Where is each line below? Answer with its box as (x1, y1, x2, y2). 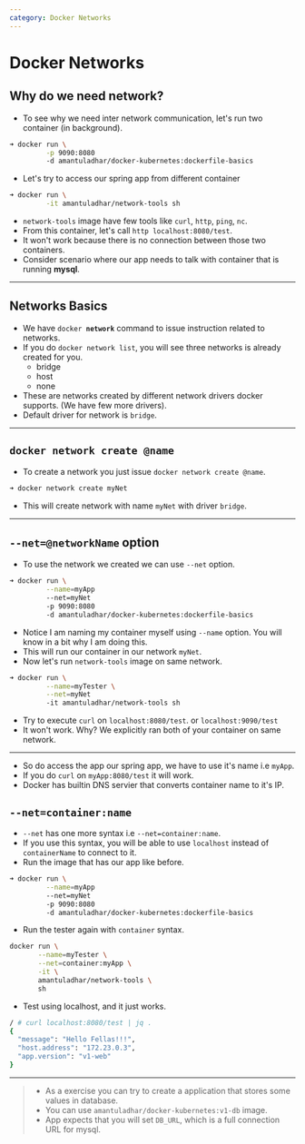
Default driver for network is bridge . (22, 409, 157, 420)
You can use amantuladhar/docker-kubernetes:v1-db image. (44, 1104, 268, 1115)
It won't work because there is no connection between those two (22, 235, 266, 245)
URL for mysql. (44, 1123, 102, 1135)
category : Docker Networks (9, 13, 112, 23)
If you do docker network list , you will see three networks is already (22, 341, 281, 352)
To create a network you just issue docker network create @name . (22, 466, 266, 477)
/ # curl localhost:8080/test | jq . (9, 1018, 152, 1027)
